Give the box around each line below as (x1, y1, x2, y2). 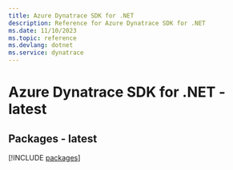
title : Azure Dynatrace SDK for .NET (8, 11, 135, 20)
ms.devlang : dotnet (8, 42, 74, 49)
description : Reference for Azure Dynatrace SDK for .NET (8, 19, 206, 27)
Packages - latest (8, 132, 98, 145)
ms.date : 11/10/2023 (8, 26, 78, 34)
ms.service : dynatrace (8, 49, 84, 57)
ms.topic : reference (8, 34, 78, 42)
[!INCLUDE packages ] (8, 153, 81, 162)
